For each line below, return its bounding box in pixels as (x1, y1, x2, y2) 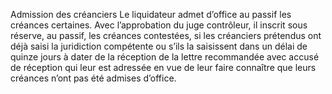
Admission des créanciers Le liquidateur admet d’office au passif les (10, 9, 292, 20)
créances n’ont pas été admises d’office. (10, 72, 177, 84)
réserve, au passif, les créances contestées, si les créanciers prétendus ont (10, 30, 322, 41)
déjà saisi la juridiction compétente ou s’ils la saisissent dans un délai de (10, 40, 308, 52)
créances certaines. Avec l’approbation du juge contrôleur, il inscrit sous (10, 19, 308, 31)
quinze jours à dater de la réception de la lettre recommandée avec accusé (10, 51, 320, 63)
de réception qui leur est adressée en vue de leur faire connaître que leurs (10, 62, 317, 73)
